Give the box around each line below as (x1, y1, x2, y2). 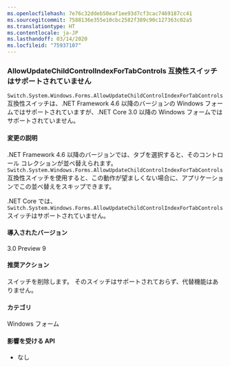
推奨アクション (7, 261, 50, 269)
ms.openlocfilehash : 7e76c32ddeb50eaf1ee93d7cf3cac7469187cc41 (7, 10, 193, 17)
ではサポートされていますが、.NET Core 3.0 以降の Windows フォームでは (12, 108, 223, 116)
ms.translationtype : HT (7, 23, 76, 30)
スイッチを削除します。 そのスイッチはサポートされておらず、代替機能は (7, 277, 213, 286)
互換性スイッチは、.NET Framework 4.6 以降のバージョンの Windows (7, 99, 204, 107)
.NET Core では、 (7, 197, 56, 205)
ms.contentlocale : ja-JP (7, 29, 79, 36)
